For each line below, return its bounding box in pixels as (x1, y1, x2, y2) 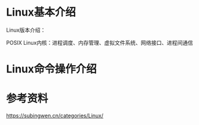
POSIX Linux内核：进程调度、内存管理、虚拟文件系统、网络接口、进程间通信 (6, 39, 194, 46)
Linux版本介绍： (6, 26, 46, 33)
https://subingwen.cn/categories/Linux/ (6, 112, 104, 120)
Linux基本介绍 (6, 5, 76, 19)
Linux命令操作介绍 (6, 62, 97, 76)
